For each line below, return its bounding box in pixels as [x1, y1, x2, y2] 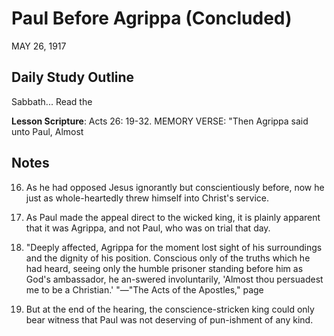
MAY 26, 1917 [11, 40, 67, 52]
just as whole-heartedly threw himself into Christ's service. [25, 192, 269, 204]
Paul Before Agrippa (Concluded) [11, 7, 293, 30]
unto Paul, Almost [11, 125, 84, 137]
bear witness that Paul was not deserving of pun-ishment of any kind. [25, 313, 314, 326]
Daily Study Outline [11, 69, 135, 86]
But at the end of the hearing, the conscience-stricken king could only [25, 303, 315, 315]
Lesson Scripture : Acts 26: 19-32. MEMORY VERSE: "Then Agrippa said [11, 115, 309, 127]
